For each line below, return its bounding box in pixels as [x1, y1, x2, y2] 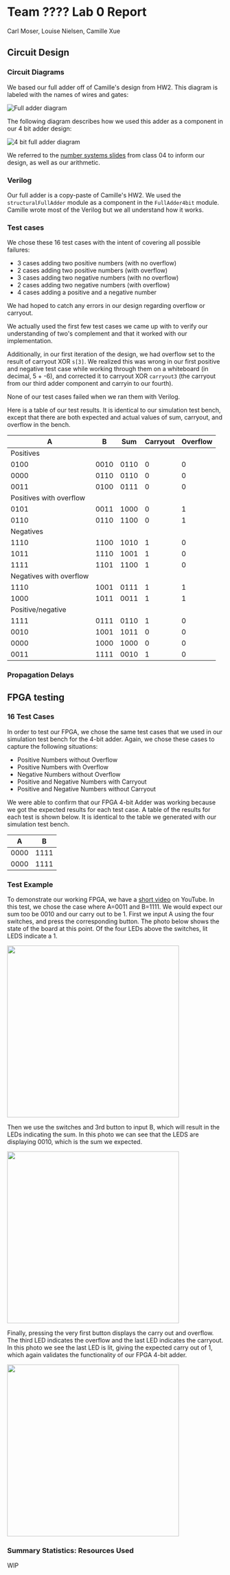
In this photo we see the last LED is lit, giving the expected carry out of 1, [7, 1343, 213, 1352]
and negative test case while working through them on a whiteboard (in [7, 365, 209, 373]
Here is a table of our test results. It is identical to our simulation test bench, [7, 406, 221, 415]
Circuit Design [7, 47, 70, 58]
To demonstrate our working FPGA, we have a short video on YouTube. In [7, 895, 215, 904]
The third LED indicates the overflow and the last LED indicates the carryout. [7, 1336, 224, 1345]
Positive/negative [10, 605, 67, 615]
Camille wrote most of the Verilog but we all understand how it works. [7, 206, 204, 214]
